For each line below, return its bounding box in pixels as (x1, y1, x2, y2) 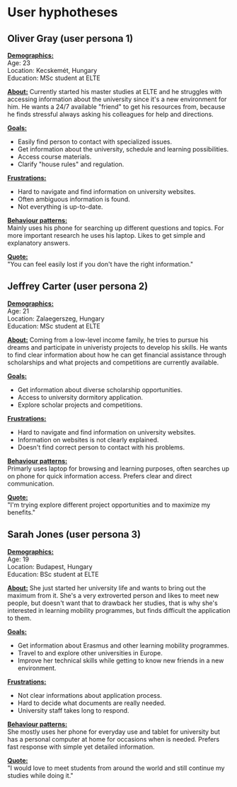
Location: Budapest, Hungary (7, 562, 93, 570)
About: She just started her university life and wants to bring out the (7, 583, 207, 592)
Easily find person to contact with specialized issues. (17, 137, 172, 146)
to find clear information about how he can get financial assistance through (7, 350, 226, 359)
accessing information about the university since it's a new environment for (7, 95, 227, 103)
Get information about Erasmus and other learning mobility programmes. (17, 641, 230, 650)
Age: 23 (7, 59, 30, 67)
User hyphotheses (7, 4, 118, 21)
